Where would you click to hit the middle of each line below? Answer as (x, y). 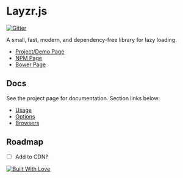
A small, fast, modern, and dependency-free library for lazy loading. (91, 39)
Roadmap (25, 142)
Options (25, 116)
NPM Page (29, 58)
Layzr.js (27, 11)
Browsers (27, 123)
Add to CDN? (32, 157)
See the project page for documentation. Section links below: (83, 98)
